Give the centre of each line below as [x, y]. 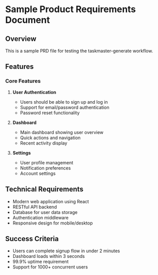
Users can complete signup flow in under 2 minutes [66, 251]
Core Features [23, 81]
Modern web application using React [51, 201]
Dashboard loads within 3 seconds [48, 256]
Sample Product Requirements [71, 9]
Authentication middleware [41, 217]
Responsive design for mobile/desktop [52, 223]
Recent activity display [44, 143]
